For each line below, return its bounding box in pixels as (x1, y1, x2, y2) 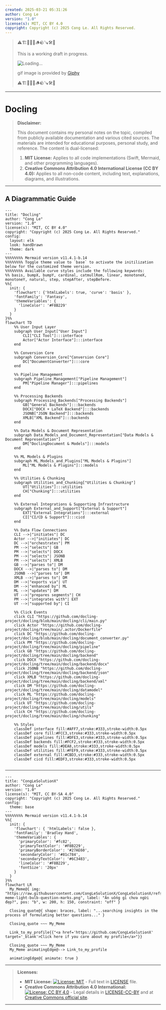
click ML (14, 692, 32, 697)
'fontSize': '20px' (18, 865, 58, 870)
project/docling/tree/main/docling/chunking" (5, 713, 100, 719)
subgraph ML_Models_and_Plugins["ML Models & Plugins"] (14, 458, 132, 463)
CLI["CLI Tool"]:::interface (23, 333, 83, 338)
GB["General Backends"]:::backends (23, 402, 96, 407)
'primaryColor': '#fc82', (18, 839, 72, 844)
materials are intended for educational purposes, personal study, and (17, 140, 158, 146)
